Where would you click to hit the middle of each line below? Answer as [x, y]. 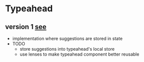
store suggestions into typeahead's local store [67, 49]
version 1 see [26, 27]
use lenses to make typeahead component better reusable [79, 54]
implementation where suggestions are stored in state [67, 38]
